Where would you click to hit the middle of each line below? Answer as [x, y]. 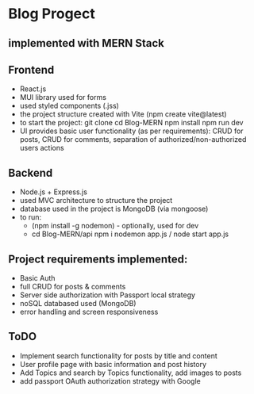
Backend [31, 172]
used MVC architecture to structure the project [96, 201]
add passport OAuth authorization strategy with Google [110, 381]
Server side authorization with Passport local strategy [108, 295]
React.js [33, 89]
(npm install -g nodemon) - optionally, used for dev [115, 226]
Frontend [31, 69]
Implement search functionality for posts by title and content [119, 356]
